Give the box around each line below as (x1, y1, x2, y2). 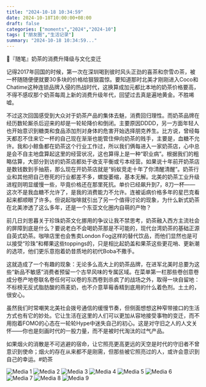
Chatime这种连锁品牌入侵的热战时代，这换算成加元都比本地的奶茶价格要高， (6, 83, 199, 91)
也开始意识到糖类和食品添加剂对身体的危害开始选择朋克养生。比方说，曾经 (6, 127, 194, 134)
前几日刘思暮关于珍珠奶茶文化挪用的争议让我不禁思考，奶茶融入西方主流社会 (6, 217, 200, 224)
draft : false (6, 20, 40, 26)
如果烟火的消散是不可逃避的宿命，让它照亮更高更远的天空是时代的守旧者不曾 (6, 340, 200, 347)
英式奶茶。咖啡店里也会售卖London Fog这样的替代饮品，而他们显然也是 (11, 232, 193, 239)
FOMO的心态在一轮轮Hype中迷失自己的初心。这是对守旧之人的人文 (22, 320, 192, 327)
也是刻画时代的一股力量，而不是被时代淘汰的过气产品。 (27, 328, 167, 334)
